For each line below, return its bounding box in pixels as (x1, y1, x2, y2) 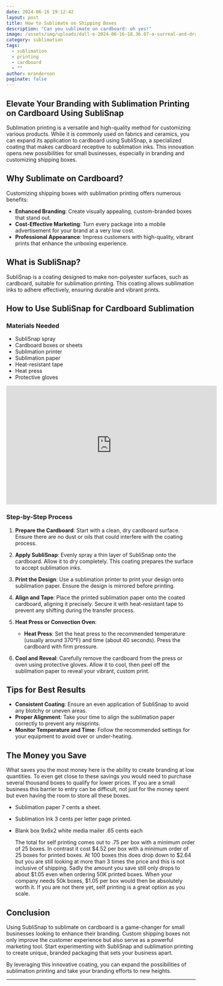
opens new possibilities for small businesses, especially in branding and (6, 149, 185, 157)
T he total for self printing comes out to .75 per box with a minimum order (14, 839, 195, 846)
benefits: (6, 196, 28, 203)
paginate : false (6, 76, 47, 82)
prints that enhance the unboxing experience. (14, 240, 128, 247)
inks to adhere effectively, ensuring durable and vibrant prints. (6, 286, 160, 293)
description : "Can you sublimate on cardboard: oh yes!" (6, 25, 152, 32)
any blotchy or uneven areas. (14, 707, 87, 714)
